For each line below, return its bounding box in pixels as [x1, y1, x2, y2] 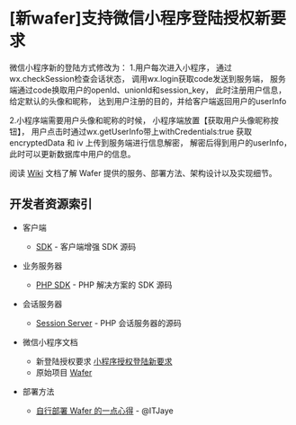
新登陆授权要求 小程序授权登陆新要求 [35, 356, 173, 367]
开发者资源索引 [9, 197, 93, 212]
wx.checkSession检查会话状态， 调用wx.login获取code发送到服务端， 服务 [9, 73, 286, 84]
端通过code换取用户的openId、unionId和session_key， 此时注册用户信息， [9, 84, 287, 95]
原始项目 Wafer [35, 367, 93, 377]
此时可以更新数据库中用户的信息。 [9, 148, 136, 159]
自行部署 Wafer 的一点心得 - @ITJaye [35, 405, 174, 416]
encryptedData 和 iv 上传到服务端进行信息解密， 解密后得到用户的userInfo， [9, 137, 292, 148]
